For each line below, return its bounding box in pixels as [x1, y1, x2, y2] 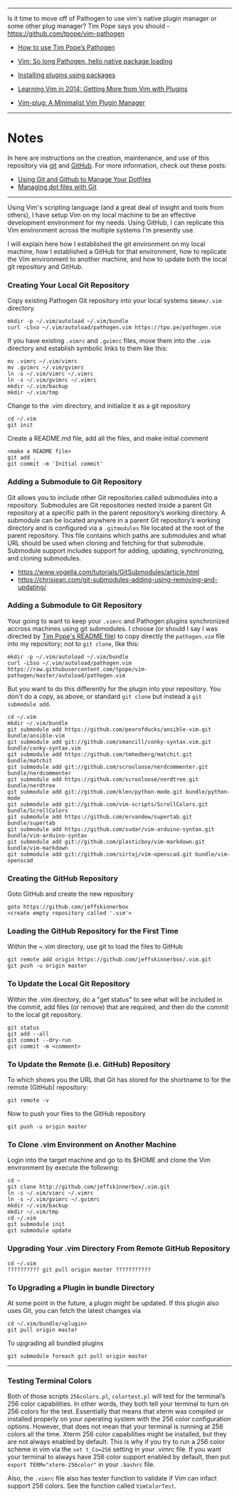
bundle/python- [185, 788, 231, 795]
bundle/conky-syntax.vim [7, 745, 81, 752]
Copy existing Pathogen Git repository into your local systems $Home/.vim [7, 297, 222, 305]
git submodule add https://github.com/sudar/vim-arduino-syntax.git [7, 825, 215, 833]
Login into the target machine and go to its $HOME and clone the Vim [7, 1156, 211, 1165]
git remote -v [7, 1097, 50, 1104]
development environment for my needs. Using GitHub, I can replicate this [7, 218, 225, 227]
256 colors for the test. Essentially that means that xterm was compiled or [7, 1407, 224, 1416]
